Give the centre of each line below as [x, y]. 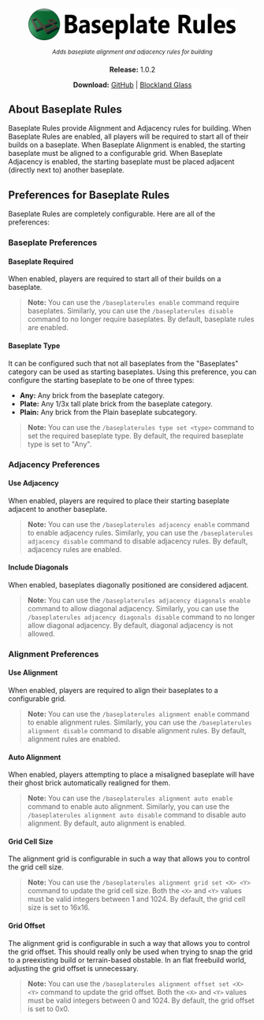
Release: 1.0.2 [132, 69]
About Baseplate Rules [65, 110]
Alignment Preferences [54, 654]
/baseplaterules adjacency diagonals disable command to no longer [141, 617]
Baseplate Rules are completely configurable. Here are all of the [112, 214]
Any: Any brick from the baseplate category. [92, 395]
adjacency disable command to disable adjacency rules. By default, [138, 541]
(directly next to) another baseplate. [66, 170]
